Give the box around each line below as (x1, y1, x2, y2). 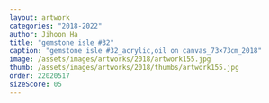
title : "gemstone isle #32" (9, 38, 115, 47)
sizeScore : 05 (9, 80, 63, 89)
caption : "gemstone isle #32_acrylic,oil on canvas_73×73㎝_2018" (9, 47, 263, 56)
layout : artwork (9, 13, 70, 22)
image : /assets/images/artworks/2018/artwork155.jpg (9, 55, 211, 64)
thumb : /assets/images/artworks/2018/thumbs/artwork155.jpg (9, 64, 240, 73)
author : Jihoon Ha (9, 30, 78, 39)
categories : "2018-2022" (9, 21, 103, 30)
